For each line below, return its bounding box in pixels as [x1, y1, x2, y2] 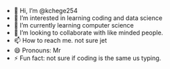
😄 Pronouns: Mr [13, 46, 61, 55]
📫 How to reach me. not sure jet [13, 37, 108, 44]
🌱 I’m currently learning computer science [13, 21, 134, 29]
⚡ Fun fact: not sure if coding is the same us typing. [13, 54, 162, 62]
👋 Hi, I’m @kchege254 [13, 7, 78, 14]
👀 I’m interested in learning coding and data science [13, 14, 163, 22]
